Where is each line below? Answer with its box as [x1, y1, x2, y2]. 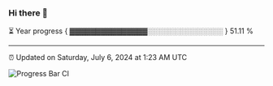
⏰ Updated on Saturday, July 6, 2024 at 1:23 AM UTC [8, 53, 188, 62]
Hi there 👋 [8, 7, 49, 19]
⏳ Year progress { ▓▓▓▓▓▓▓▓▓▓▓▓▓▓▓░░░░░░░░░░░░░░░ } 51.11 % [8, 26, 253, 36]
